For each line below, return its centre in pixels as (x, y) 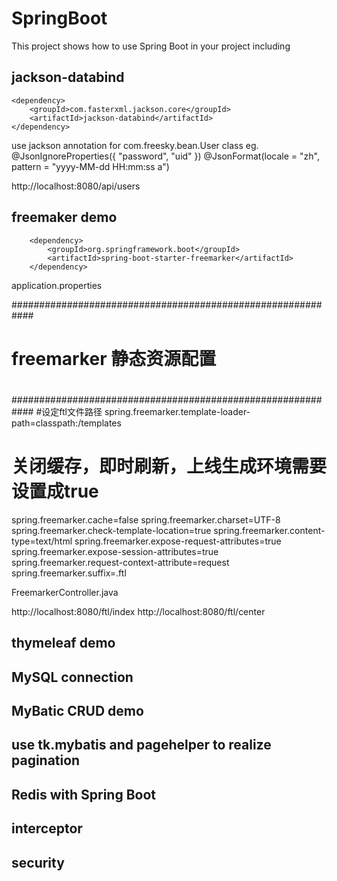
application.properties (57, 285)
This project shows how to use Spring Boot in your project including (151, 46)
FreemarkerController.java (65, 592)
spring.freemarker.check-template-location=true (111, 530)
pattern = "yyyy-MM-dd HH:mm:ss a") (90, 166)
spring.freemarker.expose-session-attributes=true (115, 551)
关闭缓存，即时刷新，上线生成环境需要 (169, 466)
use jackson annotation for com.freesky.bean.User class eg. (135, 145)
